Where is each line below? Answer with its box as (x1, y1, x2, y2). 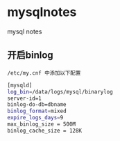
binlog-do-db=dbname (7, 101, 67, 108)
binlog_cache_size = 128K (7, 127, 82, 134)
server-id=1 (7, 95, 42, 102)
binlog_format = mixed (7, 107, 67, 115)
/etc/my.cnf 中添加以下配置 (7, 69, 81, 77)
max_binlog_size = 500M (7, 121, 76, 128)
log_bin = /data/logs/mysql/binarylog (7, 88, 113, 95)
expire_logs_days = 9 (7, 114, 64, 121)
